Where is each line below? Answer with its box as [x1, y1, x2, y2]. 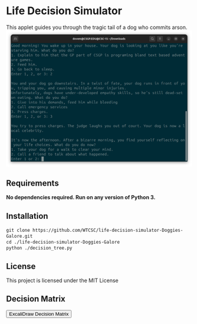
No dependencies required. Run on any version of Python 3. [6, 194, 156, 201]
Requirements [6, 178, 59, 188]
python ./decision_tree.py [6, 245, 73, 251]
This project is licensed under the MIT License [6, 277, 119, 284]
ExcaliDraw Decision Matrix [9, 310, 69, 317]
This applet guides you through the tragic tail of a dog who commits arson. [6, 24, 188, 31]
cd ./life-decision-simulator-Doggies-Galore [6, 239, 120, 245]
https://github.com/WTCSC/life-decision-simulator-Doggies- [32, 228, 183, 234]
